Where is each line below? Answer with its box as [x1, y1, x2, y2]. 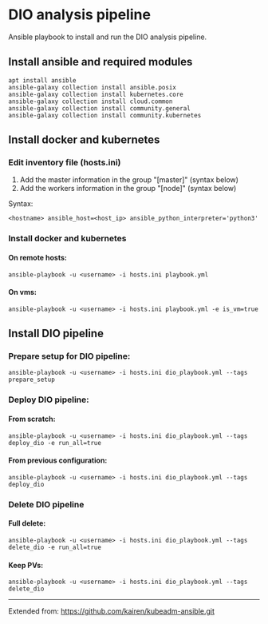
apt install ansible [8, 76, 77, 85]
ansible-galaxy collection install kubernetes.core [8, 90, 183, 98]
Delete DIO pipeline [8, 499, 85, 510]
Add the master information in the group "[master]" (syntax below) [19, 175, 239, 185]
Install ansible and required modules [8, 55, 193, 69]
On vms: [8, 288, 37, 297]
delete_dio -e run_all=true [8, 543, 102, 551]
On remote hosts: [8, 252, 68, 262]
